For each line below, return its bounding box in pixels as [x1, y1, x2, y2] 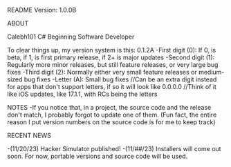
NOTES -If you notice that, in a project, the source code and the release [7, 104, 212, 111]
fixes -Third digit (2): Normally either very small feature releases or [7, 68, 197, 76]
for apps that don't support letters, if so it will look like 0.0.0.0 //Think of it [7, 83, 216, 90]
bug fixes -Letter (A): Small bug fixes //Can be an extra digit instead [24, 75, 217, 83]
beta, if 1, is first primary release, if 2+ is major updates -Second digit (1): [7, 53, 215, 61]
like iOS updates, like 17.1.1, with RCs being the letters [7, 90, 158, 98]
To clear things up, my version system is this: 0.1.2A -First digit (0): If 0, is [7, 46, 216, 54]
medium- [198, 68, 225, 76]
